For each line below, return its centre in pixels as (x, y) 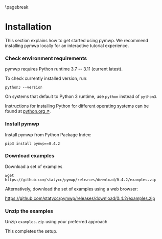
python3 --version (24, 88)
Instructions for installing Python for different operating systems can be (77, 106)
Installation (28, 27)
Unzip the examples (29, 211)
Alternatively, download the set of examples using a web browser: (71, 189)
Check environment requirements (46, 58)
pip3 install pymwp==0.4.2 (33, 143)
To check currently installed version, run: (46, 78)
